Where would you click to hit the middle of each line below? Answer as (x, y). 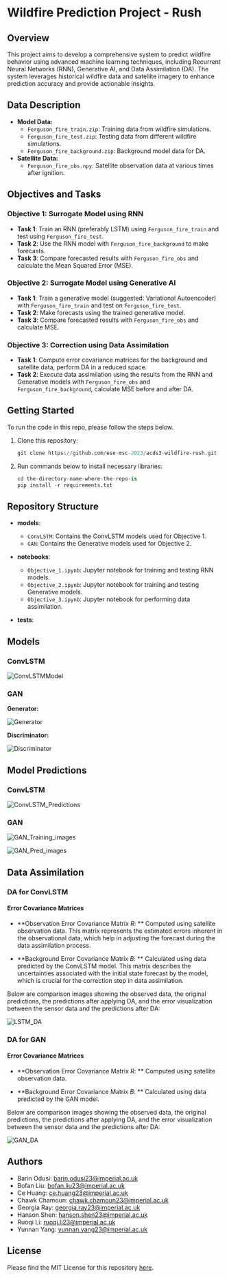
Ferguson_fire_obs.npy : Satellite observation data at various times (120, 165)
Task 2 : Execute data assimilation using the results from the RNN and (114, 375)
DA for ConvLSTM (38, 892)
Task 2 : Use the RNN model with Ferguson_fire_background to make (113, 243)
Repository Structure (53, 506)
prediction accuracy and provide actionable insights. (81, 83)
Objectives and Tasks (54, 195)
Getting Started (41, 411)
